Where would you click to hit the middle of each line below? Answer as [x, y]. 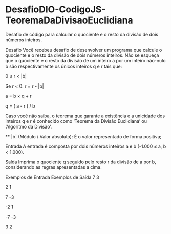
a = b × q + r [18, 96]
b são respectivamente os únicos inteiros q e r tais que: [64, 66]
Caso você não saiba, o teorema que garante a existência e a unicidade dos [85, 116]
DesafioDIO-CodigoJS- [56, 9]
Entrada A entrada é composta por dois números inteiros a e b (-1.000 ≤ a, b [86, 146]
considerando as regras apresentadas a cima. [54, 167]
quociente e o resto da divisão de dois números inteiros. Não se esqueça [82, 55]
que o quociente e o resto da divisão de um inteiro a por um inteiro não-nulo [85, 60]
